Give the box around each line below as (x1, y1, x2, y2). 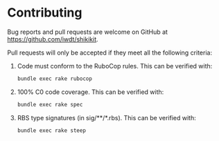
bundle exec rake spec (17, 101, 83, 108)
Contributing (7, 5, 82, 21)
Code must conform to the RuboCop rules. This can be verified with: (17, 62, 213, 70)
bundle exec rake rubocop (17, 75, 92, 82)
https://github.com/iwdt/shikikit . (7, 35, 98, 43)
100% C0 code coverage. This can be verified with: (17, 88, 164, 96)
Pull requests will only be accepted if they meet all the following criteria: (7, 48, 213, 57)
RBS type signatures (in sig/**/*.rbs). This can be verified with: (17, 113, 196, 122)
